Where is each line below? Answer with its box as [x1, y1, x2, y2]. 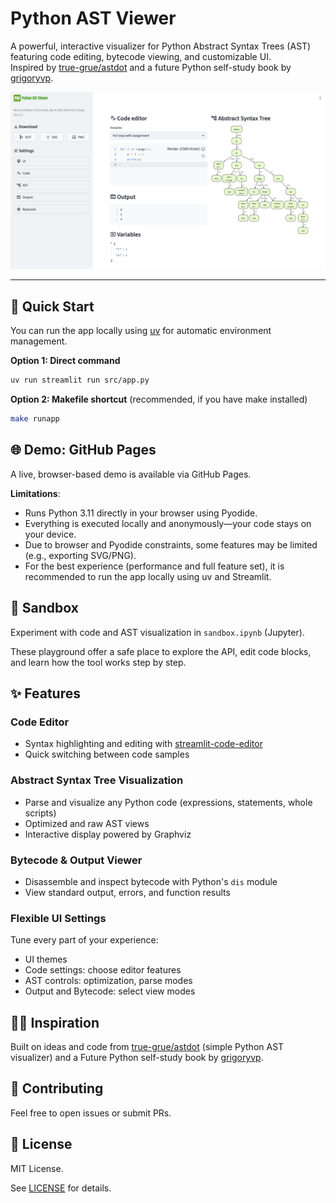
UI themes [24, 953, 68, 966]
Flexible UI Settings [10, 911, 107, 925]
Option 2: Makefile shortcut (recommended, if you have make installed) [10, 393, 308, 406]
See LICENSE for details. [10, 1182, 112, 1194]
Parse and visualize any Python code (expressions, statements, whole [24, 796, 313, 808]
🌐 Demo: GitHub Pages [10, 442, 157, 459]
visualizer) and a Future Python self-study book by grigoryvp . [10, 1052, 264, 1064]
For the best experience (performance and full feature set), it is [24, 560, 285, 572]
